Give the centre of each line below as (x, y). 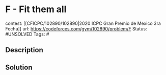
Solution (19, 67)
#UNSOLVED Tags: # (27, 34)
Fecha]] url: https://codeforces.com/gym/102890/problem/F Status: (76, 28)
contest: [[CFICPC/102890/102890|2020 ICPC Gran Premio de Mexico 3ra (83, 23)
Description (24, 50)
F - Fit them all (36, 9)
